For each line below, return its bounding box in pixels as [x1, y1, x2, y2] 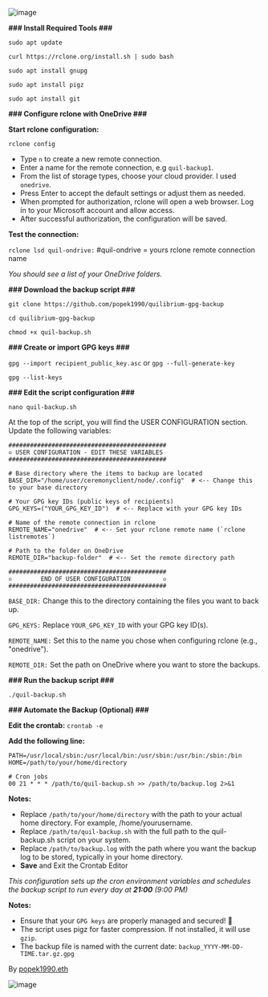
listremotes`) [8, 533, 56, 541]
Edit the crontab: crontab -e [8, 721, 104, 730]
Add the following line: [8, 736, 86, 746]
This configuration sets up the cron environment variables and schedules [8, 876, 251, 885]
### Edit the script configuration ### [8, 388, 135, 397]
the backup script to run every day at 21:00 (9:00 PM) [8, 885, 189, 894]
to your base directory [8, 484, 88, 492]
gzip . [19, 933, 38, 942]
